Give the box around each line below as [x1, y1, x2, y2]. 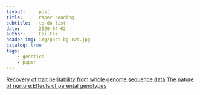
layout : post [6, 8, 50, 15]
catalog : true [6, 43, 42, 49]
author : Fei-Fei [6, 31, 59, 37]
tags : [6, 48, 20, 54]
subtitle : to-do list [6, 20, 66, 26]
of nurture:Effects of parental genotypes [6, 82, 107, 89]
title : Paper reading [6, 14, 74, 20]
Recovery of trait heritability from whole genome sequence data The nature [6, 76, 195, 83]
